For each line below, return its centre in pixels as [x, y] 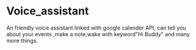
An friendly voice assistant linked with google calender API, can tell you [96, 28]
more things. [22, 40]
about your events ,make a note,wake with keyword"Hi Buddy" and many [98, 34]
